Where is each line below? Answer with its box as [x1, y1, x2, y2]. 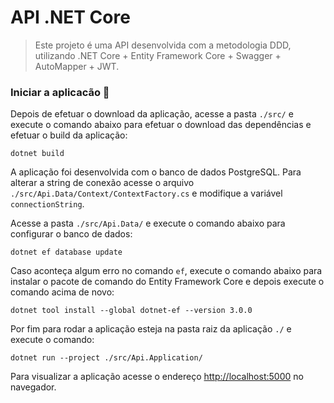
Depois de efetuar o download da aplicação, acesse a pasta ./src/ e [10, 108, 294, 120]
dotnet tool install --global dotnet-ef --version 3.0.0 [10, 306, 253, 316]
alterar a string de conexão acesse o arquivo [10, 177, 195, 189]
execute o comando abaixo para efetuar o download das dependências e [10, 119, 312, 131]
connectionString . [10, 198, 85, 210]
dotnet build [10, 149, 65, 159]
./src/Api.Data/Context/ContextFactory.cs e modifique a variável [10, 187, 283, 200]
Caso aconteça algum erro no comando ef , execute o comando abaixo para [10, 265, 323, 277]
